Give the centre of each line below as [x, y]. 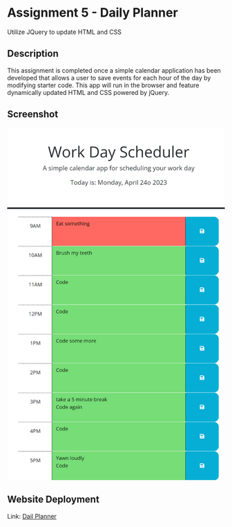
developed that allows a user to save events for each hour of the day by [109, 78]
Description [33, 54]
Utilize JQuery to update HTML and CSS [65, 32]
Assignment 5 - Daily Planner [93, 13]
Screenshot [33, 115]
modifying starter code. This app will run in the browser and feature [103, 85]
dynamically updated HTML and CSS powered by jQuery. [88, 92]
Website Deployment [54, 500]
